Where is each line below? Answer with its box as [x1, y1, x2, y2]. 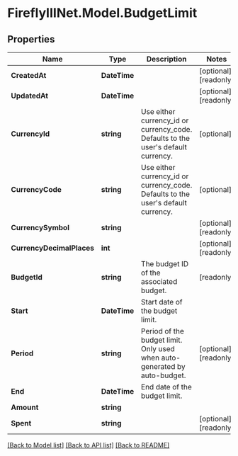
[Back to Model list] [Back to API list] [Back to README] [7, 441, 170, 449]
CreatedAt [11, 71, 47, 80]
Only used [140, 344, 175, 353]
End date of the [140, 382, 193, 392]
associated [140, 277, 178, 286]
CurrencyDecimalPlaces [11, 243, 94, 253]
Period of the [140, 326, 184, 336]
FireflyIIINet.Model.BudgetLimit [7, 5, 198, 21]
